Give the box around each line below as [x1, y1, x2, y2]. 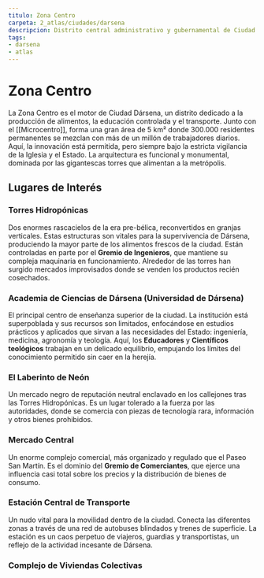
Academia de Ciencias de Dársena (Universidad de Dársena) [8, 292, 244, 303]
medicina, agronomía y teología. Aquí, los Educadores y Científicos [8, 335, 229, 345]
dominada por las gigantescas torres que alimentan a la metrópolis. [8, 158, 227, 168]
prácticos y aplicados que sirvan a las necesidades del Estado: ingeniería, [8, 327, 248, 336]
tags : [8, 33, 26, 42]
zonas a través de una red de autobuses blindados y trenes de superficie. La [8, 523, 258, 532]
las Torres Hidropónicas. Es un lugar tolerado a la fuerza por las [8, 398, 215, 408]
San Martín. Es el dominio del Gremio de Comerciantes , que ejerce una [8, 461, 240, 470]
